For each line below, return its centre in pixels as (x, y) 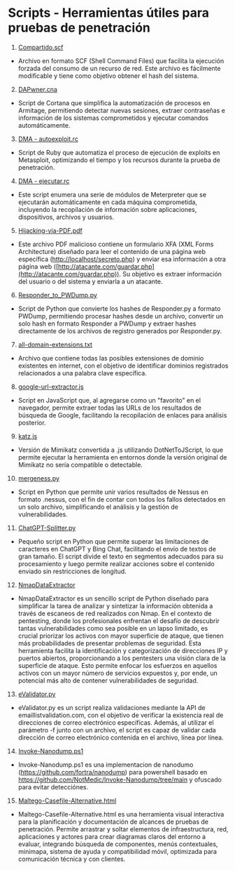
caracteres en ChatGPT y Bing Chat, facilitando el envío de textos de (117, 549)
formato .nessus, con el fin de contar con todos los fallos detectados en (122, 499)
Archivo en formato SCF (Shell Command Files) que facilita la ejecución (121, 60)
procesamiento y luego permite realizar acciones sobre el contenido (116, 563)
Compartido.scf (41, 47)
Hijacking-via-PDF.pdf (50, 230)
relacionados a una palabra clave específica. (83, 373)
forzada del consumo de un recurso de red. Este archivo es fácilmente (119, 68)
